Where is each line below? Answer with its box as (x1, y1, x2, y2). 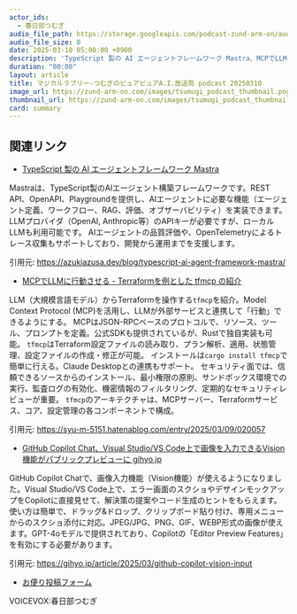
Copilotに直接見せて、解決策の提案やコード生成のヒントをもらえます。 (24, 495, 282, 506)
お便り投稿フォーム (21, 577, 93, 587)
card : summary (9, 104, 62, 113)
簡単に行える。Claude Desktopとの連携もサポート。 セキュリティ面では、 (9, 361, 278, 372)
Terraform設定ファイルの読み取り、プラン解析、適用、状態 (54, 338, 269, 350)
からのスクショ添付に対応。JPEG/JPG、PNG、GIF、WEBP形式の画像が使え (9, 517, 285, 528)
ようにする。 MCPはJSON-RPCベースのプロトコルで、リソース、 (24, 316, 263, 328)
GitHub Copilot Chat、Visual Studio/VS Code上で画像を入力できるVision (21, 443, 286, 454)
